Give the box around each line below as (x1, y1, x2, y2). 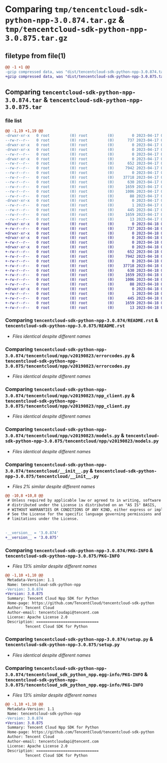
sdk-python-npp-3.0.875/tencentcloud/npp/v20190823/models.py (5, 438, 159, 444)
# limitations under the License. (7, 516, 79, 522)
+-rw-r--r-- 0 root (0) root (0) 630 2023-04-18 (5, 268, 159, 273)
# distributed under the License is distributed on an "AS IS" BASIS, (7, 502, 157, 508)
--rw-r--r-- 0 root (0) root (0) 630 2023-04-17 (5, 179, 159, 184)
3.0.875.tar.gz (5, 33, 68, 43)
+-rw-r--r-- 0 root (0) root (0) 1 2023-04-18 (5, 291, 159, 296)
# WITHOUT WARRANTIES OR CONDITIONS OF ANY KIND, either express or (7, 507, 153, 512)
